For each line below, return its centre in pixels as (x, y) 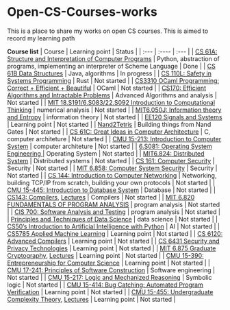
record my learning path (41, 38)
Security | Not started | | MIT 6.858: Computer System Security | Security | (112, 168)
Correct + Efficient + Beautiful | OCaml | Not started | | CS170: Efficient (107, 88)
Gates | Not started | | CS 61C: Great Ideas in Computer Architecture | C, (109, 132)
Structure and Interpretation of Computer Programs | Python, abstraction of (114, 58)
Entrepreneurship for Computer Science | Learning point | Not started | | (109, 263)
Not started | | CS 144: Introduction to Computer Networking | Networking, (112, 175)
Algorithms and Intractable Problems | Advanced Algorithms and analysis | (112, 95)
